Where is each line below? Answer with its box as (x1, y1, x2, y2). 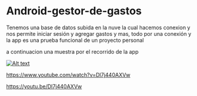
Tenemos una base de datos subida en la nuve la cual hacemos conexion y (6, 24, 190, 31)
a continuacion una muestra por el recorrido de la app (6, 48, 139, 55)
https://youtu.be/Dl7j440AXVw (6, 82, 82, 90)
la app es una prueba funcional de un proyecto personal (6, 36, 144, 44)
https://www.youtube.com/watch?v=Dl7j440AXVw (6, 71, 131, 78)
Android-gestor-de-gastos (6, 4, 142, 18)
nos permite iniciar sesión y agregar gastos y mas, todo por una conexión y (6, 30, 192, 37)
